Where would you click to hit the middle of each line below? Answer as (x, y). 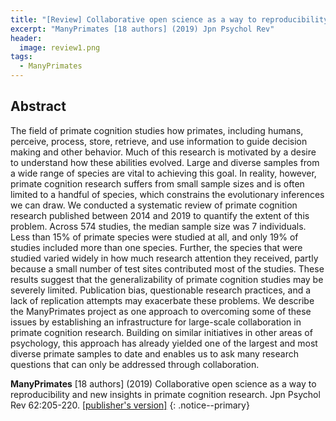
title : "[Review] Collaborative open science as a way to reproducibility (169, 19)
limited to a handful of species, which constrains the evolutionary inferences (167, 194)
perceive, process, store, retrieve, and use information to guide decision (159, 141)
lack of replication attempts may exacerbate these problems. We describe (162, 300)
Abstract (38, 106)
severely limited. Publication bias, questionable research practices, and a (161, 290)
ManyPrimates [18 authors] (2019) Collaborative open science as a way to (163, 383)
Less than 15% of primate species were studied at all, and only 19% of (154, 237)
